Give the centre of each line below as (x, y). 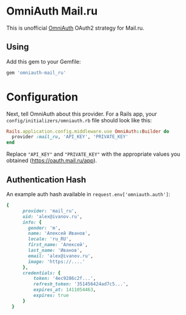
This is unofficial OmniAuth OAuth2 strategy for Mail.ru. (75, 28)
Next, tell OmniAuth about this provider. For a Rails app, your (82, 114)
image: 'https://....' (57, 262)
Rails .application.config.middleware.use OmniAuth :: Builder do (88, 131)
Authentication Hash (46, 180)
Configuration (42, 97)
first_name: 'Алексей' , (58, 245)
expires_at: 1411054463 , (65, 290)
